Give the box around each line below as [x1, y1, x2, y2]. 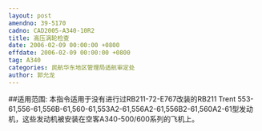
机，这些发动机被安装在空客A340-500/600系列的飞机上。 [8, 113, 199, 124]
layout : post [8, 11, 52, 20]
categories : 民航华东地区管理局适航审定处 [8, 64, 135, 72]
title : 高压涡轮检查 [8, 34, 70, 42]
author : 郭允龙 [8, 71, 55, 79]
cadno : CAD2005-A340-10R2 [8, 26, 95, 34]
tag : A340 [8, 57, 42, 65]
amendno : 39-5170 [8, 19, 67, 27]
